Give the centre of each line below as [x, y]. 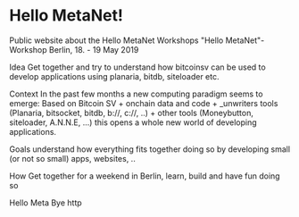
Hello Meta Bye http [46, 203]
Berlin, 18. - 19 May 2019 [94, 49]
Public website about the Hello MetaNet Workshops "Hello [116, 40]
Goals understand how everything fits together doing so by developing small [150, 149]
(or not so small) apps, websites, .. [72, 158]
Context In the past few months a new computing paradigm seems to [136, 94]
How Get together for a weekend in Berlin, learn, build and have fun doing [145, 176]
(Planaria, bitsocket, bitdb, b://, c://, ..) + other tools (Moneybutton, [132, 113]
